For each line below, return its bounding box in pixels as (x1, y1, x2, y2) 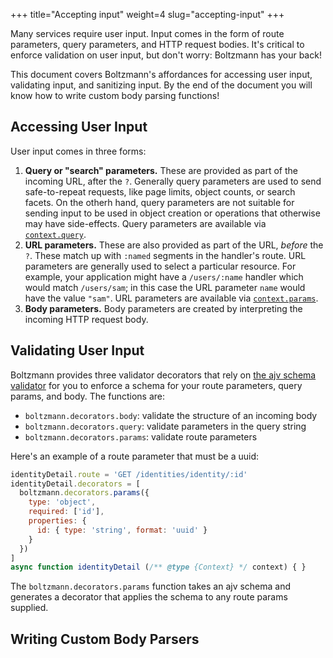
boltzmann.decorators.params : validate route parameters (24, 430, 258, 443)
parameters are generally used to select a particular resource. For (24, 260, 297, 272)
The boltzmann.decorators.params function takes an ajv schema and (10, 580, 292, 593)
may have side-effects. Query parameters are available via (24, 217, 267, 229)
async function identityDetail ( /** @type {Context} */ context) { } (10, 562, 307, 573)
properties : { (28, 516, 87, 526)
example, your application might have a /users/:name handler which (24, 270, 304, 283)
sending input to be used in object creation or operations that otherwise (24, 207, 321, 219)
